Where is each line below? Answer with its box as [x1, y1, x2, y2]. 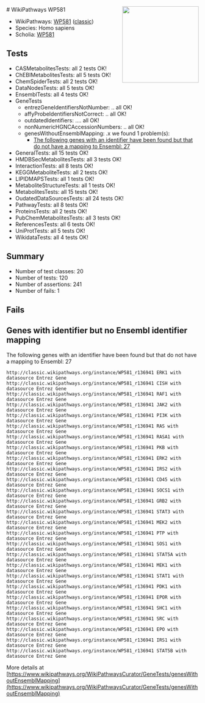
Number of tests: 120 [15, 274, 68, 281]
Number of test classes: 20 [15, 267, 84, 274]
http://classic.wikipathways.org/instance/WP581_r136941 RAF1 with [6, 391, 182, 397]
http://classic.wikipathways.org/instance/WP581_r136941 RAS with [6, 423, 179, 429]
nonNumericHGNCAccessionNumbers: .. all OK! [24, 123, 145, 130]
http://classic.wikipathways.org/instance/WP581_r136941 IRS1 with [6, 637, 182, 643]
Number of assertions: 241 [15, 281, 82, 288]
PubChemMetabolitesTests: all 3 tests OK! [15, 214, 121, 221]
